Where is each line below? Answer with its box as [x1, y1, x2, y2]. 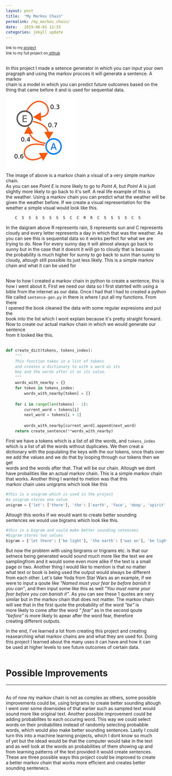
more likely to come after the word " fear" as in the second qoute [6, 607, 142, 613]
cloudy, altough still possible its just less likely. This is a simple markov [6, 257, 154, 263]
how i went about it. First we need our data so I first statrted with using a [6, 283, 158, 289]
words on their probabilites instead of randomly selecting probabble [6, 722, 149, 728]
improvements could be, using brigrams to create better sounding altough [6, 700, 161, 706]
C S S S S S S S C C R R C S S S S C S [15, 215, 141, 220]
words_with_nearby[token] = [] [24, 391, 91, 396]
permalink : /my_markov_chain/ [6, 19, 70, 24]
